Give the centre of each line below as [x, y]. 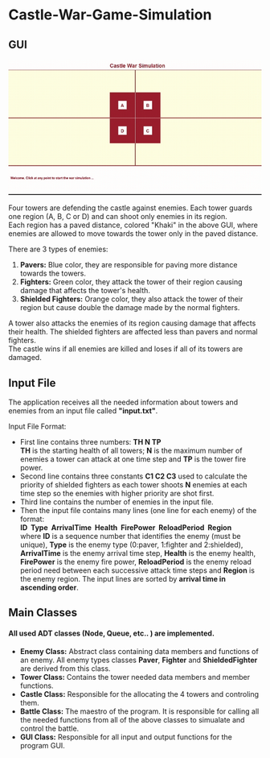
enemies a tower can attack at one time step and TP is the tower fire [133, 459]
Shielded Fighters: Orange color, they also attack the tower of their [131, 299]
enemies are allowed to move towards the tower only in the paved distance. [133, 234]
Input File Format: [37, 427]
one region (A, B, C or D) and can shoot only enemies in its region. [118, 217]
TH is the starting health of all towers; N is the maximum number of [131, 451]
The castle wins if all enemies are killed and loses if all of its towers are [126, 349]
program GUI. [43, 745]
